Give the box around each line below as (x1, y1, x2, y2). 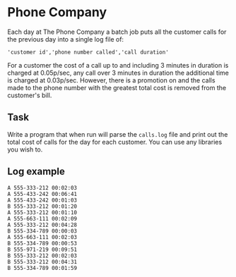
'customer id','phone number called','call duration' (7, 49, 170, 56)
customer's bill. (7, 91, 52, 99)
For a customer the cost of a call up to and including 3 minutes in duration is (7, 61, 229, 69)
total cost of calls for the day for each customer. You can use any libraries (7, 137, 223, 146)
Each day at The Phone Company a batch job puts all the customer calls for (7, 27, 227, 36)
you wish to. (7, 145, 43, 154)
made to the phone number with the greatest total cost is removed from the (7, 83, 227, 92)
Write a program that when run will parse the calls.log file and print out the (7, 130, 228, 138)
